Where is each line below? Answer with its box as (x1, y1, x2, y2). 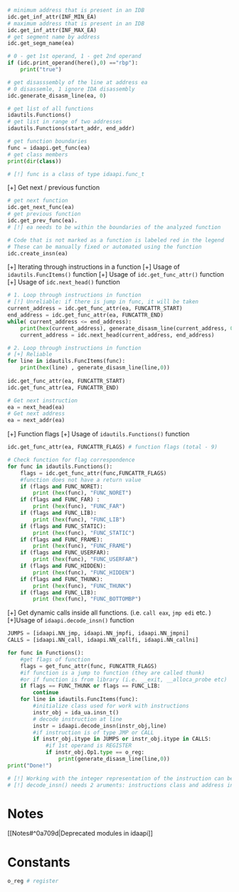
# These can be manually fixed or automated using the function (7, 243, 202, 250)
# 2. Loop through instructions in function (7, 344, 142, 352)
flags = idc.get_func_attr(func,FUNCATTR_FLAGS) (20, 469, 167, 477)
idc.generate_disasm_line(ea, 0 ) (7, 92, 107, 99)
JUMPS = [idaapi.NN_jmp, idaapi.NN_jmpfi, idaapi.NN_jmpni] (7, 630, 190, 637)
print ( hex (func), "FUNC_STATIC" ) (33, 529, 135, 536)
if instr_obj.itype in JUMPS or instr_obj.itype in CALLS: (33, 735, 212, 743)
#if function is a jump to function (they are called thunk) (20, 669, 205, 677)
